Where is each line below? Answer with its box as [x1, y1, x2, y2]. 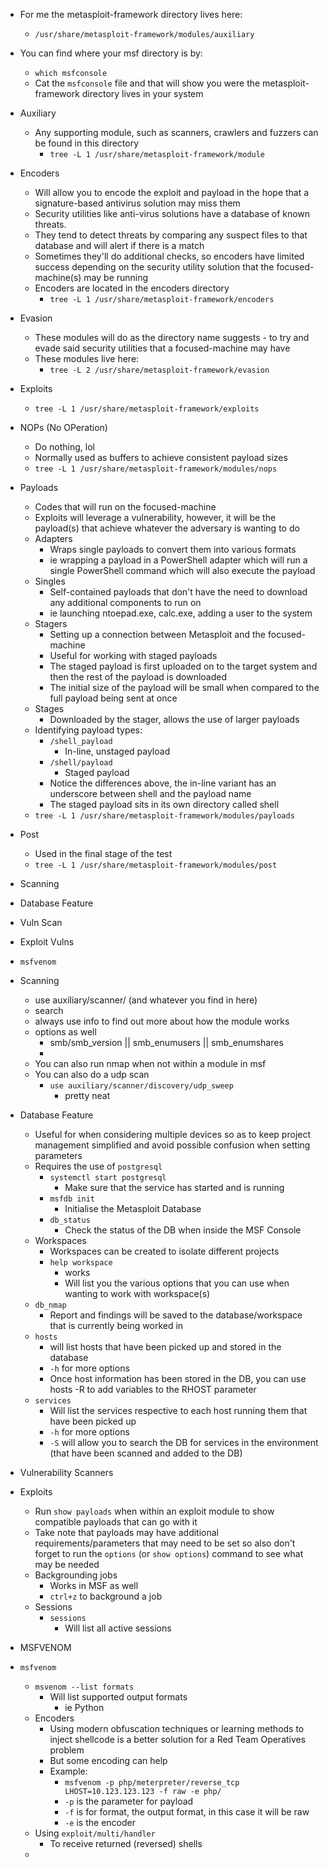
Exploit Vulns [19, 936, 75, 948]
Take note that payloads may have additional [34, 1527, 220, 1538]
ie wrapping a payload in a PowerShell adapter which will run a [49, 554, 308, 566]
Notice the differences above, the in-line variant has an [49, 777, 277, 789]
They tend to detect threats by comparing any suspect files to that [34, 229, 308, 241]
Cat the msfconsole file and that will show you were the [34, 77, 261, 89]
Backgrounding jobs [34, 1569, 118, 1581]
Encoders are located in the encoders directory [34, 282, 230, 294]
